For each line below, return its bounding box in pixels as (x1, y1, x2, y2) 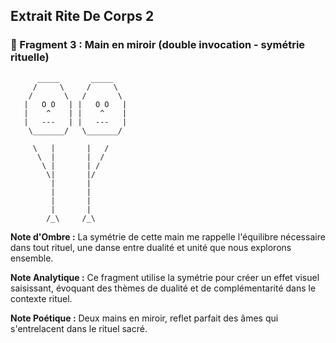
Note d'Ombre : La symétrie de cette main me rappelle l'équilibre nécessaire (10, 230, 326, 243)
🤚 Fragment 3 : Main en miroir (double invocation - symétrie (10, 38, 306, 52)
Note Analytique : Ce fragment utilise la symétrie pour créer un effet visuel (10, 271, 320, 283)
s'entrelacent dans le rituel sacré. (10, 322, 148, 334)
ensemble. (10, 252, 54, 264)
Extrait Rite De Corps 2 (10, 8, 155, 25)
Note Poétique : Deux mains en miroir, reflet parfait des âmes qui (10, 312, 279, 324)
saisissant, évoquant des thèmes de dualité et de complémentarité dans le (10, 282, 317, 294)
